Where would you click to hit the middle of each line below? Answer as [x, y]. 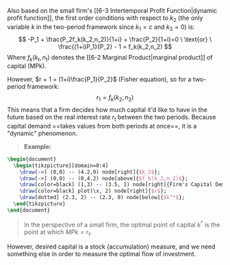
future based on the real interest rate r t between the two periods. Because [112, 118]
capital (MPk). [27, 66]
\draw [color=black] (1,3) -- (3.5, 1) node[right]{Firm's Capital [116, 185]
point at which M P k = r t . [58, 232]
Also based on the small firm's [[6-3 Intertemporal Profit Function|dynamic [112, 11]
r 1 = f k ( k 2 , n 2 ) [115, 98]
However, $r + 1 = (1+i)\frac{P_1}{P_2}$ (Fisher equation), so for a [99, 80]
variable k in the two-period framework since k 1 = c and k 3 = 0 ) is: [101, 27]
